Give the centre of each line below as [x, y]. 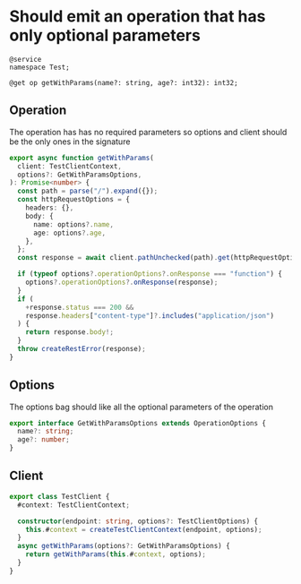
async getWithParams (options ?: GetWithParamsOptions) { [124, 546]
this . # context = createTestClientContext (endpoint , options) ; [144, 529]
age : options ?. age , [69, 233]
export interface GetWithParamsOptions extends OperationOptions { [138, 423]
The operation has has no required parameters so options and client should [148, 132]
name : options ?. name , [73, 224]
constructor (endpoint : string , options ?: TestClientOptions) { [138, 521]
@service [26, 59]
